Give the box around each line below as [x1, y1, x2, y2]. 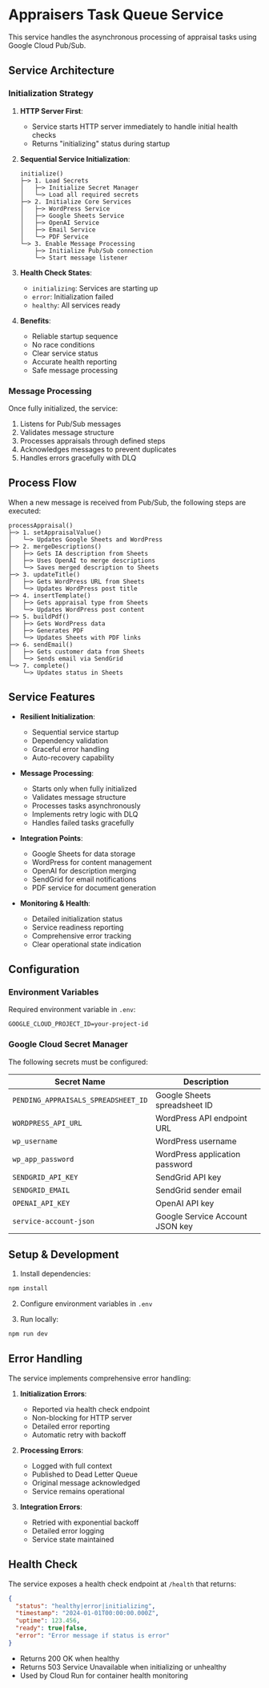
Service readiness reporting [31, 922, 124, 932]
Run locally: [19, 1315, 58, 1324]
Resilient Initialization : [19, 711, 96, 721]
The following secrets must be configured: [8, 1057, 148, 1067]
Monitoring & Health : [19, 898, 90, 908]
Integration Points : [19, 833, 83, 842]
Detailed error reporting [31, 1421, 110, 1431]
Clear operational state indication [31, 939, 142, 949]
